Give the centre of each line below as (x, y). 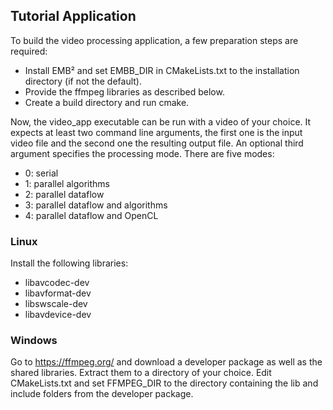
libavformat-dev (58, 293)
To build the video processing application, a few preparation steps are (154, 40)
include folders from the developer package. (102, 394)
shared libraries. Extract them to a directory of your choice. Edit (141, 373)
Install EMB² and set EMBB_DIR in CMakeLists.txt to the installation (162, 70)
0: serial (41, 173)
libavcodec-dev (57, 283)
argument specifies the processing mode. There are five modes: (142, 153)
